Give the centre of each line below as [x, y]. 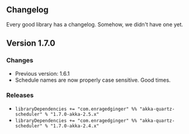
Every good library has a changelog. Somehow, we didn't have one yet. [95, 24]
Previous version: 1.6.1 [42, 73]
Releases [20, 96]
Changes [20, 61]
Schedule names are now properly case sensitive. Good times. [93, 80]
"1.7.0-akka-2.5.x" [75, 114]
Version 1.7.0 [31, 44]
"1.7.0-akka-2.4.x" [75, 126]
